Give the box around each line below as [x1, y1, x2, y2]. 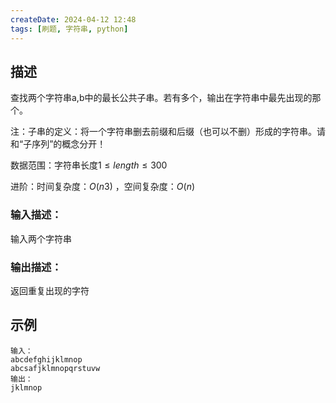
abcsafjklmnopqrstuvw [10, 363, 101, 373]
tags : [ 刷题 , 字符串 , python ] [10, 24, 129, 34]
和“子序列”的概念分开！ [10, 138, 107, 150]
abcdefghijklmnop [10, 354, 83, 365]
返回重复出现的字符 [10, 284, 90, 296]
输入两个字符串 [10, 232, 72, 245]
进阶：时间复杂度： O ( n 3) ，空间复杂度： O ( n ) [10, 181, 196, 193]
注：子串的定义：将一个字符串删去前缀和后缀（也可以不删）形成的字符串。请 [10, 126, 326, 138]
